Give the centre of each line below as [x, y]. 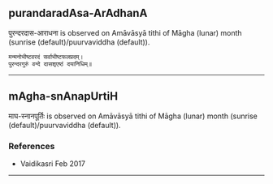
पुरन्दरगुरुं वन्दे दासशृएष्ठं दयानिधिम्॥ [50, 64]
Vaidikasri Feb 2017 [52, 163]
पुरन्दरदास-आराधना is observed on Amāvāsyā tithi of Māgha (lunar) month [125, 32]
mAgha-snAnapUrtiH [63, 96]
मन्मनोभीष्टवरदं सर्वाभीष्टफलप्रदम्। [46, 57]
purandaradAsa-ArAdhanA [78, 13]
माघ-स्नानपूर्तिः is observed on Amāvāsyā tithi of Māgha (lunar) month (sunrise [133, 116]
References [32, 146]
